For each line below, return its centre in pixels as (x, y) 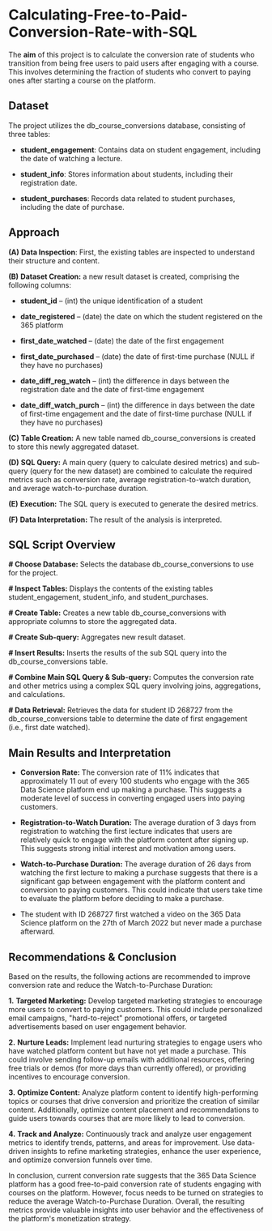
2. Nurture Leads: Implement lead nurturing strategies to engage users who (136, 1042)
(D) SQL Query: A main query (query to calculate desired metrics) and (125, 462)
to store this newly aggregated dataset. (74, 447)
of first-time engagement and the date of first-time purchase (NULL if (136, 413)
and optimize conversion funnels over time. (81, 1160)
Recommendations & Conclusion (92, 957)
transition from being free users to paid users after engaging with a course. (134, 63)
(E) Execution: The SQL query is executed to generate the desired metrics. (134, 503)
